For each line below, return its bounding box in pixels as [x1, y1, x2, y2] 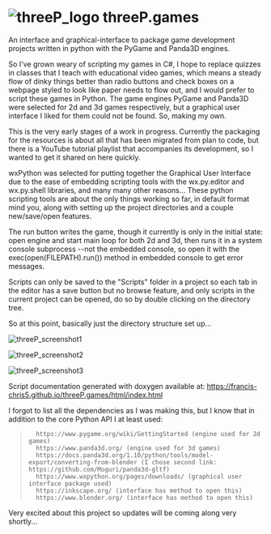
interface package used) [28, 479, 112, 488]
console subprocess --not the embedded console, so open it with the [8, 244, 240, 254]
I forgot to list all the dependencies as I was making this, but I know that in [8, 405, 255, 415]
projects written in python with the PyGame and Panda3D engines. [8, 43, 231, 53]
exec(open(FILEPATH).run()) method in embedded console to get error [8, 252, 244, 263]
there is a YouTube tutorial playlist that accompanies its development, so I [8, 143, 253, 153]
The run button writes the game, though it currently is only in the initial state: [8, 227, 263, 237]
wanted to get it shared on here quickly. [8, 152, 141, 162]
